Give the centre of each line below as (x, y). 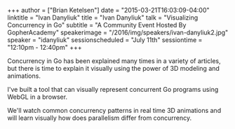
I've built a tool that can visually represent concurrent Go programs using (113, 89)
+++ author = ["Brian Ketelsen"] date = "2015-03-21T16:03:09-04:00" (108, 10)
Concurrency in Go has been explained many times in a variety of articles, (114, 61)
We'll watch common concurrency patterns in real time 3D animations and (114, 110)
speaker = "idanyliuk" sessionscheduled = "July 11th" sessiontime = (105, 40)
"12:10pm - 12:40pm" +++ (45, 47)
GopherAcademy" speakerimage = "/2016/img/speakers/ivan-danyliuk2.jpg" (118, 32)
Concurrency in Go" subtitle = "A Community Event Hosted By (97, 25)
